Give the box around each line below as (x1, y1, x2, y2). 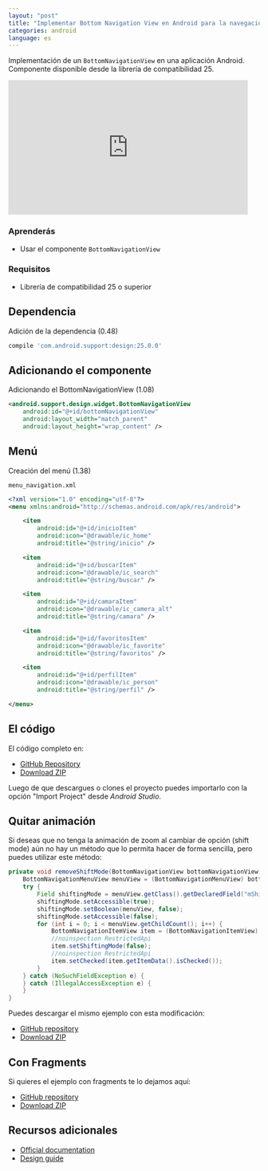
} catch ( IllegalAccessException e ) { (22, 979, 152, 988)
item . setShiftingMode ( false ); (50, 942, 152, 950)
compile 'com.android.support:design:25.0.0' (8, 341, 162, 349)
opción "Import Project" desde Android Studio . (8, 791, 162, 801)
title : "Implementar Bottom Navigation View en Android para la (8, 19, 227, 27)
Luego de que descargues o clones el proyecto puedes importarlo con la (8, 783, 247, 792)
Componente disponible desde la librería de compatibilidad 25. (8, 65, 215, 74)
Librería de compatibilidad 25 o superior (19, 282, 152, 291)
